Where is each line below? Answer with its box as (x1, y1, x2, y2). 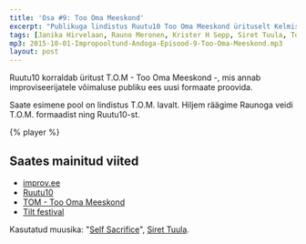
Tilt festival (22, 206, 65, 217)
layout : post (9, 47, 59, 56)
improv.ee (22, 177, 61, 188)
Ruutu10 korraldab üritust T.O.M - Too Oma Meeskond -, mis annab (9, 72, 261, 83)
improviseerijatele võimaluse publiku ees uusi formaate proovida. (9, 82, 253, 93)
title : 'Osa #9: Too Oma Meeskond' (9, 13, 145, 23)
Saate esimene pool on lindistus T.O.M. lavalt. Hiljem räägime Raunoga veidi (9, 99, 293, 110)
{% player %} (9, 127, 60, 137)
